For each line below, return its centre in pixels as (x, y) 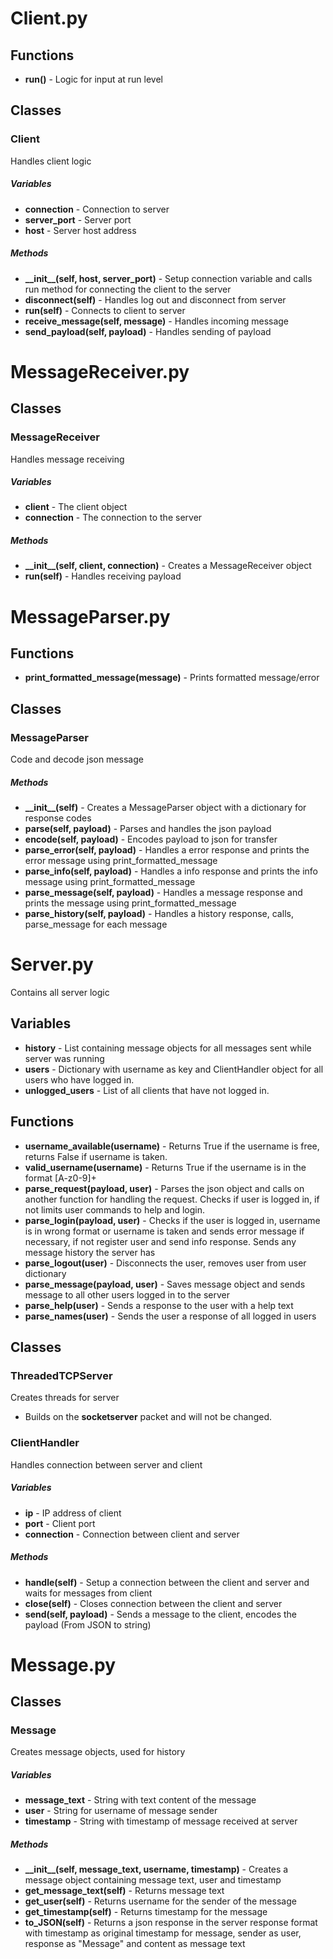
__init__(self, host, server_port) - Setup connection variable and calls (168, 278)
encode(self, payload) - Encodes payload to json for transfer (151, 839)
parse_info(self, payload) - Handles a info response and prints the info (171, 871)
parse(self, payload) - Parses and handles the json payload (148, 829)
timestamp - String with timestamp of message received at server (161, 1821)
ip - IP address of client (73, 1513)
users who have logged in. (79, 1079)
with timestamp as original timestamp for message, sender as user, (163, 1933)
